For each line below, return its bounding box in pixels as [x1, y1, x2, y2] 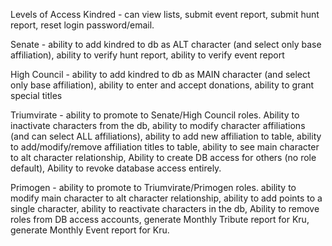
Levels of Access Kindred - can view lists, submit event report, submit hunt [10, 9, 320, 20]
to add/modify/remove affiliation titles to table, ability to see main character [10, 141, 320, 153]
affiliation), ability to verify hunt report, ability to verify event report [10, 49, 285, 61]
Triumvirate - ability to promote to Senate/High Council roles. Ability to [10, 109, 300, 121]
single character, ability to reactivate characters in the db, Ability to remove [10, 203, 320, 214]
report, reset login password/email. [10, 19, 155, 31]
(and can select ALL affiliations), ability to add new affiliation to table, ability [10, 130, 322, 142]
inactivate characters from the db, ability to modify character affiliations [10, 120, 306, 131]
